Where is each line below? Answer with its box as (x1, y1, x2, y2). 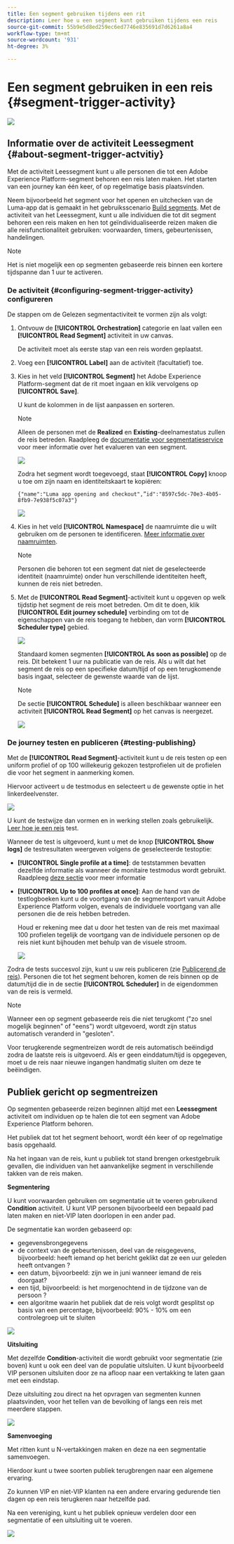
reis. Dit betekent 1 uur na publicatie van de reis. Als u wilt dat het (17, 657, 207, 666)
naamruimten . (17, 537, 58, 546)
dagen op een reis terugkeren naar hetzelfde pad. (7, 1495, 151, 1503)
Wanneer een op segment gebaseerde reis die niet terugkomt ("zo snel (7, 1015, 212, 1023)
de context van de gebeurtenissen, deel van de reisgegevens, (17, 1246, 196, 1255)
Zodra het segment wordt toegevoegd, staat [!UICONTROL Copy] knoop (17, 470, 227, 478)
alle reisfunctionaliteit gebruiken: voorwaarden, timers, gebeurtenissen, (7, 226, 214, 234)
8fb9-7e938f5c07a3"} (17, 497, 78, 504)
